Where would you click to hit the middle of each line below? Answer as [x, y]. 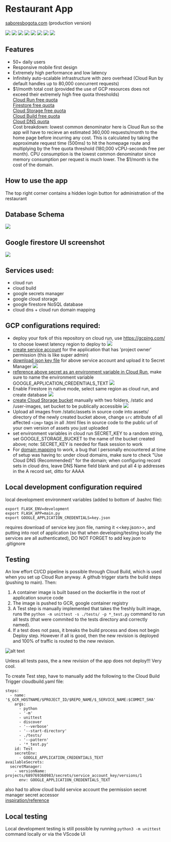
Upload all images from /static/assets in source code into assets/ [81, 411]
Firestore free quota [34, 105]
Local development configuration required [74, 487]
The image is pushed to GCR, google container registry [70, 603]
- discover [30, 722]
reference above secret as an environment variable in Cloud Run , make [87, 372]
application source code [38, 598]
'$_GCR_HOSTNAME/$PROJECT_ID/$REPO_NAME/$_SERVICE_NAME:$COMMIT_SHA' [81, 700]
